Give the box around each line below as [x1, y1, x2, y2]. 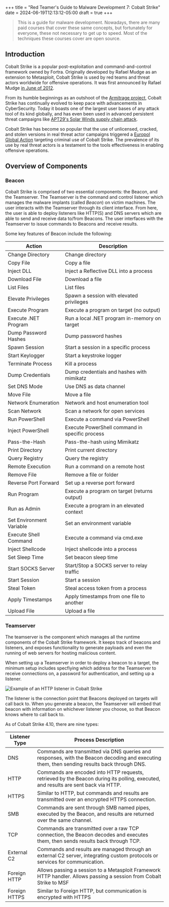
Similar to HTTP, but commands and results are [37, 789, 149, 797]
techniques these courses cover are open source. [17, 35, 121, 41]
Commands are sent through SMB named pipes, [37, 804, 150, 811]
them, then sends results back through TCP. [37, 837, 141, 844]
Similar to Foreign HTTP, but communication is [37, 887, 147, 894]
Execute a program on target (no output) [65, 306, 160, 313]
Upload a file [65, 607, 95, 614]
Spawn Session [8, 344, 44, 351]
